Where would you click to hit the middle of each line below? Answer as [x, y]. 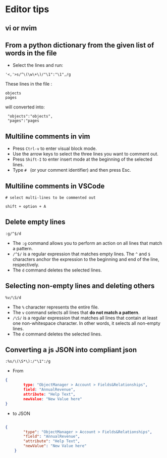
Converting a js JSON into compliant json [71, 350]
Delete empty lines [35, 222]
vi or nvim [21, 28]
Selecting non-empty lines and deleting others [80, 286]
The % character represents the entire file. [56, 307]
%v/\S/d [13, 297]
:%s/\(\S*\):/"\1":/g [28, 361]
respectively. [26, 264]
